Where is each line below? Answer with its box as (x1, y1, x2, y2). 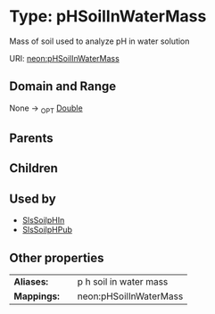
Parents (9, 130, 54, 145)
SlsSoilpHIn (21, 215, 65, 226)
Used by (9, 191, 56, 206)
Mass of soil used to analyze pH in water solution (9, 36, 190, 46)
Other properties (9, 250, 104, 265)
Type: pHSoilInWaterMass (9, 6, 207, 27)
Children (9, 161, 58, 176)
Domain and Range (9, 78, 117, 95)
